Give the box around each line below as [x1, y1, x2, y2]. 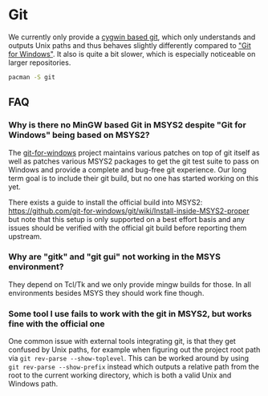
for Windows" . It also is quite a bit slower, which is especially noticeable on [8, 49, 256, 59]
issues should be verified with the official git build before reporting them [8, 223, 247, 232]
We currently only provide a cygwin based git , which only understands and [8, 32, 256, 42]
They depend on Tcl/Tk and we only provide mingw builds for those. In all [8, 279, 251, 289]
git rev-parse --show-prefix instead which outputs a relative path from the [8, 362, 259, 372]
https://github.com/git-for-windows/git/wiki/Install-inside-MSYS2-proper [8, 206, 250, 216]
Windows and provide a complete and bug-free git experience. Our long [8, 164, 247, 174]
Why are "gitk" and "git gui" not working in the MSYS [8, 251, 221, 262]
